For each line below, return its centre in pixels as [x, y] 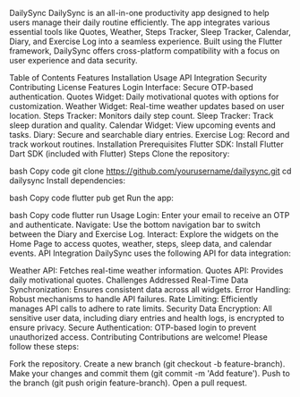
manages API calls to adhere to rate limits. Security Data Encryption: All [141, 308]
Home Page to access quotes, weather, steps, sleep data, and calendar [141, 244]
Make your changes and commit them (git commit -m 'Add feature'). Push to [150, 373]
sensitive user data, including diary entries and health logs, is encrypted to [147, 318]
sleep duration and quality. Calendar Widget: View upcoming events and [142, 125]
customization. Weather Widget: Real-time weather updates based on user [147, 106]
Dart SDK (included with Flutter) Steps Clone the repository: [120, 154]
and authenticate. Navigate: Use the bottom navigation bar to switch [135, 224]
